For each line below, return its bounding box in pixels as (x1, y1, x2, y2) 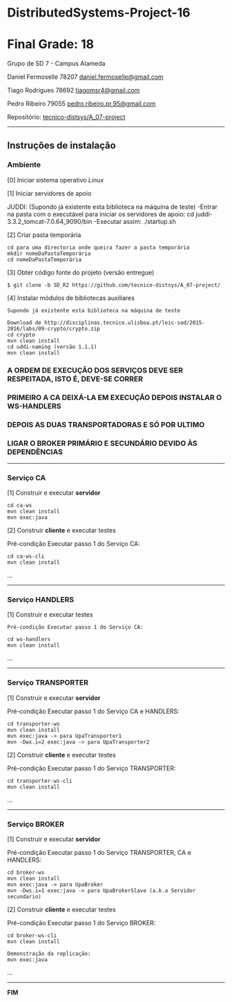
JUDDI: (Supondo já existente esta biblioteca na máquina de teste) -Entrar (7, 202, 217, 211)
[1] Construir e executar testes (7, 610, 93, 619)
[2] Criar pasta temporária (7, 230, 81, 239)
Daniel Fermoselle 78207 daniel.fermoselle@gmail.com (7, 73, 164, 81)
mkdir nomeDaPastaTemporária (7, 250, 91, 257)
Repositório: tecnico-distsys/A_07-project (7, 113, 126, 122)
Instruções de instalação (7, 140, 116, 151)
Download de (7, 319, 41, 326)
